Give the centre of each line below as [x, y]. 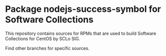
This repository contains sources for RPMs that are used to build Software [81, 33]
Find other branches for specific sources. [47, 48]
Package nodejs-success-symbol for [83, 9]
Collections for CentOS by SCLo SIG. [43, 39]
